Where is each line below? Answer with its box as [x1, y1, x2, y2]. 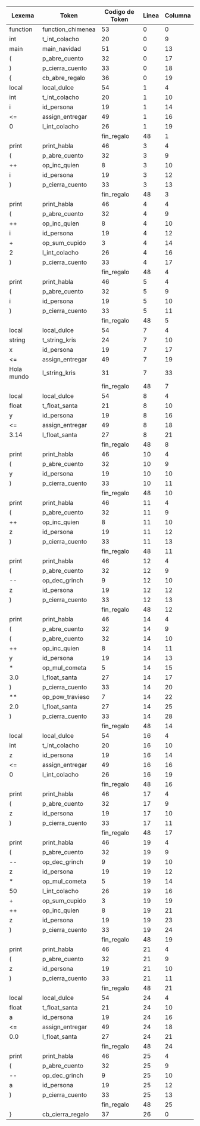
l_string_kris [42, 369, 76, 377]
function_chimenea [42, 25, 96, 33]
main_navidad [42, 45, 82, 53]
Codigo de [104, 8, 135, 16]
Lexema [11, 11, 35, 20]
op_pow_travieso [42, 693, 90, 701]
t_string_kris [42, 336, 76, 344]
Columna [164, 11, 191, 20]
